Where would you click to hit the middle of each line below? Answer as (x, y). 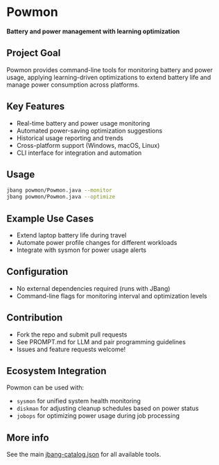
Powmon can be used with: (45, 388)
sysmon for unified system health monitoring (79, 401)
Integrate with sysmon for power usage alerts (81, 250)
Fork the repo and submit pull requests (72, 335)
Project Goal (34, 53)
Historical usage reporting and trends (70, 138)
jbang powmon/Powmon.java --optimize (61, 197)
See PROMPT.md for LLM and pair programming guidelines (101, 341)
